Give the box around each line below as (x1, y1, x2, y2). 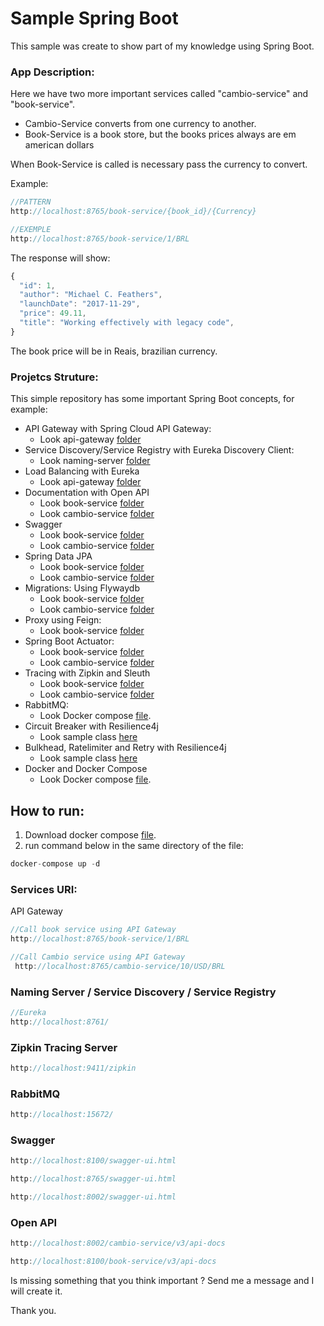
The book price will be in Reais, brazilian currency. (10, 345, 218, 357)
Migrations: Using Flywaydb (24, 582, 140, 594)
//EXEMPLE (10, 224, 52, 234)
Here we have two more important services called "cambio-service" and (10, 88, 309, 100)
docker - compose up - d (10, 858, 101, 869)
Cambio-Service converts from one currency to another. (24, 118, 257, 130)
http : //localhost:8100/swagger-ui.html (10, 1156, 177, 1166)
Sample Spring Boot (10, 7, 179, 30)
